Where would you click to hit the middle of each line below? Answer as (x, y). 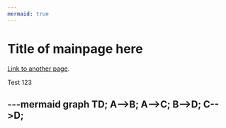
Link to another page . (39, 69)
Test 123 (19, 82)
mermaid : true (28, 14)
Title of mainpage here (75, 48)
